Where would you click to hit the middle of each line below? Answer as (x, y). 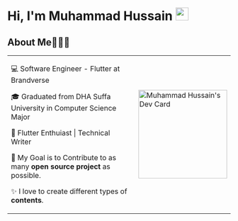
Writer (21, 142)
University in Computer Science (64, 108)
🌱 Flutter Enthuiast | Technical (61, 133)
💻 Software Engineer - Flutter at (66, 69)
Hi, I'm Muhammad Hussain (90, 16)
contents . (27, 200)
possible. (26, 175)
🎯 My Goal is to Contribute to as (64, 158)
